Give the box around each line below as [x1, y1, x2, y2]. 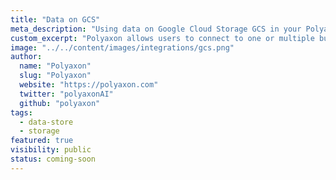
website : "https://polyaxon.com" [19, 80, 159, 90]
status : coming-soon [10, 154, 97, 164]
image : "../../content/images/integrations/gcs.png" [10, 42, 235, 53]
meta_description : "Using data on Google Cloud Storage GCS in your [10, 24, 302, 34]
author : [10, 52, 43, 62]
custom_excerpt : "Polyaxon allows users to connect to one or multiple [10, 33, 315, 43]
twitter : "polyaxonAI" [19, 89, 114, 99]
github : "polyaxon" [19, 98, 101, 108]
